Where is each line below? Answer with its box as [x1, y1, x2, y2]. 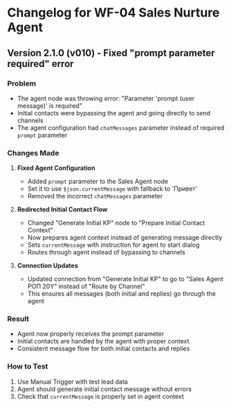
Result [7, 314, 30, 324]
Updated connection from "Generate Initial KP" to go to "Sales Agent [27, 275, 223, 283]
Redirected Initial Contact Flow [17, 205, 108, 214]
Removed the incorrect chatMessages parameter [27, 192, 163, 200]
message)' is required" [17, 102, 83, 110]
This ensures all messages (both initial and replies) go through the [27, 290, 216, 298]
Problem [7, 78, 37, 88]
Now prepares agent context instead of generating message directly [27, 234, 223, 242]
